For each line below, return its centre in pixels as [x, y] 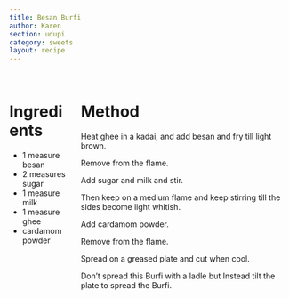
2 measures [44, 174]
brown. [93, 146]
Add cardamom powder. [124, 224]
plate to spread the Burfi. [126, 286]
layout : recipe [37, 51]
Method [110, 112]
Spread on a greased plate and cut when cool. [165, 259]
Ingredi [36, 112]
